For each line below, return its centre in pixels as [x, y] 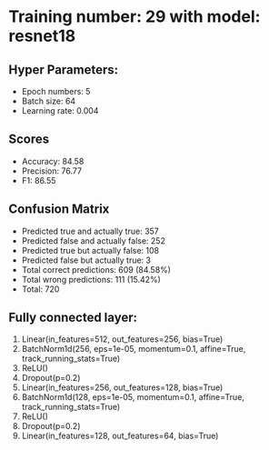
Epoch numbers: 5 [56, 91]
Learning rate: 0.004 [60, 110]
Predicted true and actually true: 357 [90, 231]
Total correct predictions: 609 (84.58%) [96, 269]
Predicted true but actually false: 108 [90, 250]
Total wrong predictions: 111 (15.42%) [91, 279]
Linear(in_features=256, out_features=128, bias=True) [122, 387]
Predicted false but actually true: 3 [86, 260]
